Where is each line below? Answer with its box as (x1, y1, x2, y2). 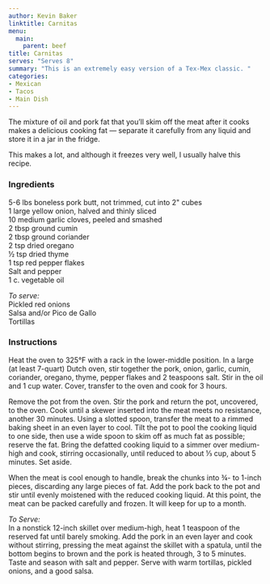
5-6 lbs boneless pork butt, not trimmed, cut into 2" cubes (8, 197, 202, 207)
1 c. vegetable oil (8, 275, 65, 285)
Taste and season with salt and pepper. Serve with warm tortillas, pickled (8, 557, 252, 567)
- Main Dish (8, 95, 49, 103)
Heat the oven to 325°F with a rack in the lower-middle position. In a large (8, 354, 255, 365)
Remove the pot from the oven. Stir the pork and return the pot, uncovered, (8, 397, 259, 406)
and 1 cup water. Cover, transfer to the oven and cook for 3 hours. (8, 380, 228, 390)
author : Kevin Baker (8, 11, 78, 20)
